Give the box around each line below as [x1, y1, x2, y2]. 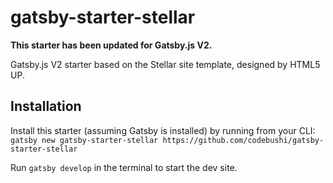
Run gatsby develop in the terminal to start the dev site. [10, 161, 238, 173]
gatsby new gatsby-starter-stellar [10, 135, 159, 145]
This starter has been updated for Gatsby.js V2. [10, 39, 213, 51]
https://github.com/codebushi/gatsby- [162, 135, 325, 145]
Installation [10, 98, 82, 115]
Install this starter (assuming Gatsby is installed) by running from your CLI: [10, 124, 316, 136]
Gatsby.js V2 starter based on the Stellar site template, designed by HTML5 [10, 58, 321, 70]
